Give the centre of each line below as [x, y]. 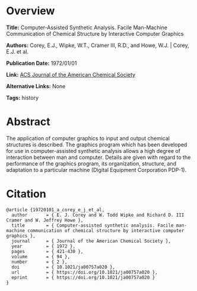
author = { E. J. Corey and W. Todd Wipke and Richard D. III [98, 215]
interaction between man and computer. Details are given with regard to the [99, 157]
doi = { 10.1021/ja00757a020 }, [63, 267]
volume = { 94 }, [41, 256]
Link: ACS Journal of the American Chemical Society [71, 74]
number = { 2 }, [39, 262]
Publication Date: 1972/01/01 [42, 63]
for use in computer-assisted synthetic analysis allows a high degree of [93, 151]
